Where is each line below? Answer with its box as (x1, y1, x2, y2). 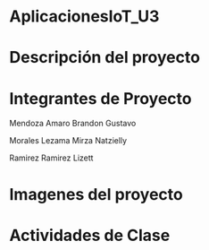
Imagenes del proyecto (9, 184, 183, 204)
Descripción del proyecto (9, 47, 201, 68)
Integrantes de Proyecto (9, 88, 192, 108)
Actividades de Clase (9, 225, 171, 246)
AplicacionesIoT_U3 (9, 6, 160, 27)
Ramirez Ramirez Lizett (9, 152, 94, 163)
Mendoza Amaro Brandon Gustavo (9, 118, 137, 129)
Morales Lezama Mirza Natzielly (9, 135, 128, 146)
